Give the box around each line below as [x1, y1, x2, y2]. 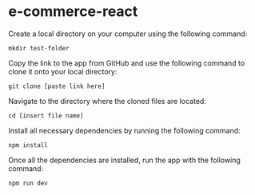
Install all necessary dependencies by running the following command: [8, 125, 241, 135]
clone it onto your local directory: [8, 66, 118, 76]
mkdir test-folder [8, 44, 70, 52]
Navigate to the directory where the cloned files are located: [8, 96, 206, 105]
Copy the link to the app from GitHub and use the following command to [8, 58, 245, 68]
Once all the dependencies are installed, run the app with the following [8, 155, 241, 165]
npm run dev [8, 179, 48, 187]
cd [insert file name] [8, 111, 84, 120]
